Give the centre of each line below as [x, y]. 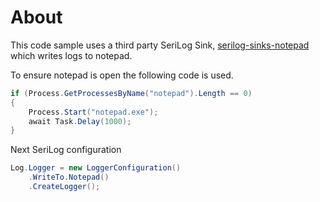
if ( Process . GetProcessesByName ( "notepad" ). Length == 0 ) [131, 93]
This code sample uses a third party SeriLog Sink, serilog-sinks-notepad [160, 45]
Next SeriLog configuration [66, 150]
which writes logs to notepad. [71, 55]
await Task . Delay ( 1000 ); [80, 121]
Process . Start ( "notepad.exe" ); [93, 112]
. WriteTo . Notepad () [69, 177]
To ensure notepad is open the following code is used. [122, 75]
